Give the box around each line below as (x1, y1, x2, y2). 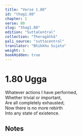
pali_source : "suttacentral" (5, 39, 64, 44)
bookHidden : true (5, 52, 41, 58)
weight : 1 (5, 48, 25, 53)
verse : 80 (5, 20, 25, 26)
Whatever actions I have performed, (5, 90, 78, 96)
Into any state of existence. (5, 110, 60, 116)
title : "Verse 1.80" (5, 7, 47, 12)
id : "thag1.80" (5, 12, 36, 17)
